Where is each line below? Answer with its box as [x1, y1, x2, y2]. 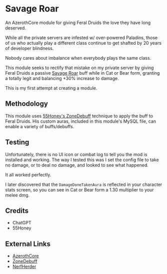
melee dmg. [5, 192, 30, 198]
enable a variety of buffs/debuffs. [5, 123, 74, 129]
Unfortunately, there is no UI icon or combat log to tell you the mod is [5, 151, 147, 157]
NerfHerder [12, 263, 36, 269]
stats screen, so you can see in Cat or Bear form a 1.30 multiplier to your [5, 186, 154, 193]
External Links [5, 239, 51, 248]
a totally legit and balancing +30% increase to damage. [5, 75, 119, 81]
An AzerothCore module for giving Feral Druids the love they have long [5, 20, 151, 26]
